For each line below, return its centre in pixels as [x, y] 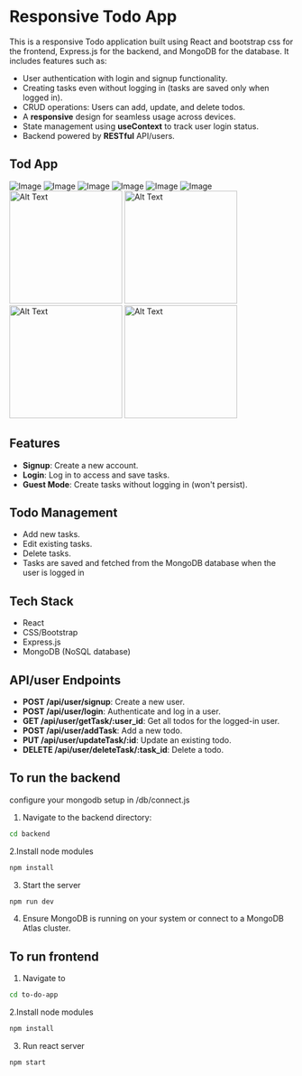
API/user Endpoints [65, 680]
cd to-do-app [34, 995]
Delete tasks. [47, 553]
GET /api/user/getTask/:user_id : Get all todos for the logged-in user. [151, 721]
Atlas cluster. [46, 928]
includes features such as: [58, 60]
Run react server [54, 1046]
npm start [28, 1062]
